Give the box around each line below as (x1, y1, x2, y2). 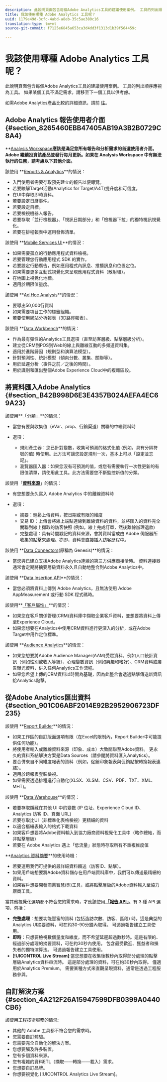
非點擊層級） (12, 836, 39, 842)
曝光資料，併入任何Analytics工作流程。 (16, 665, 97, 671)
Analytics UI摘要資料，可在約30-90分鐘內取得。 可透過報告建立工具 (12, 922, 152, 928)
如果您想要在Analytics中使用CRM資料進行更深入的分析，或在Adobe (12, 625, 151, 631)
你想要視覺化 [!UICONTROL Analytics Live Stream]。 (12, 1071, 120, 1077)
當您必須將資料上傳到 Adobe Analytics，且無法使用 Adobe (12, 585, 132, 591)
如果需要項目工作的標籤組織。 (12, 308, 74, 314)
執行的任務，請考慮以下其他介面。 (5, 158, 75, 164)
